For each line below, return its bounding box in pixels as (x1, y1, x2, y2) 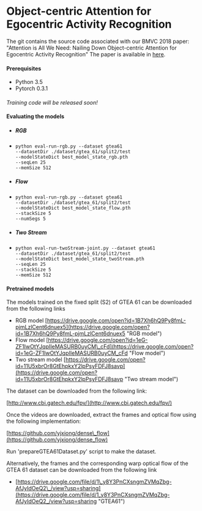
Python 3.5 (15, 78, 43, 86)
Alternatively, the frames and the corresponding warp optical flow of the (6, 460, 189, 467)
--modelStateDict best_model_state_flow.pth (15, 205, 131, 211)
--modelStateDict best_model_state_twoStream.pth (15, 256, 145, 262)
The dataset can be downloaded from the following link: (6, 387, 148, 395)
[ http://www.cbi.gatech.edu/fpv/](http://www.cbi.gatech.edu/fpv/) (6, 399, 173, 407)
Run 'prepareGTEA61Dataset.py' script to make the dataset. (6, 448, 157, 455)
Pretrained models (6, 285, 54, 292)
